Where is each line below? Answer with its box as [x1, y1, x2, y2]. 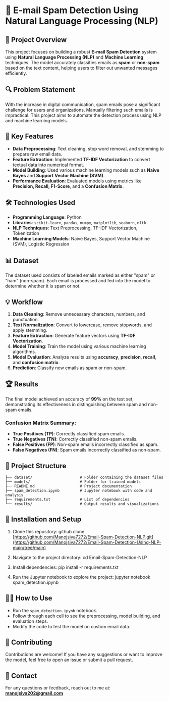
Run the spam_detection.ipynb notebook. [12, 607, 97, 613]
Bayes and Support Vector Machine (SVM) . [12, 172, 105, 178]
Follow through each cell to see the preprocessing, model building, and [12, 613, 160, 619]
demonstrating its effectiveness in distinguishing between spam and [5, 401, 147, 407]
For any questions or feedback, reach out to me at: [5, 685, 111, 691]
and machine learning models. [5, 117, 68, 123]
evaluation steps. [12, 618, 48, 624]
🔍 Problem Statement [5, 85, 76, 94]
